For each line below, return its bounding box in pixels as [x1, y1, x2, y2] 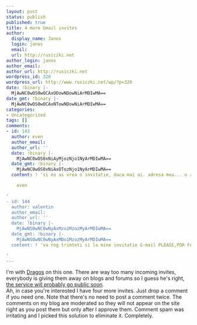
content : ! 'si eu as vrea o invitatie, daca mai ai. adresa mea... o [11, 172, 188, 178]
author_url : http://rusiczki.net [6, 69, 88, 74]
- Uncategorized [6, 112, 46, 118]
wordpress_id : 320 [6, 74, 51, 80]
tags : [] [6, 118, 28, 124]
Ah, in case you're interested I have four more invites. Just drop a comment [6, 288, 188, 295]
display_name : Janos [11, 36, 62, 42]
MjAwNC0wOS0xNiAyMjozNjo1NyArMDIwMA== [16, 156, 111, 162]
